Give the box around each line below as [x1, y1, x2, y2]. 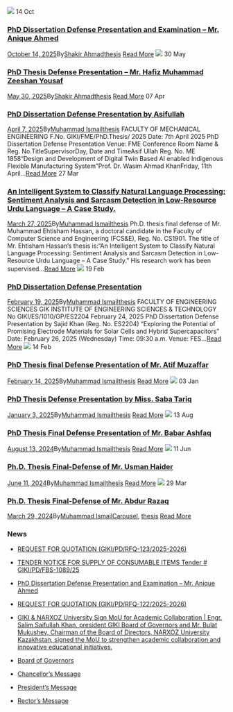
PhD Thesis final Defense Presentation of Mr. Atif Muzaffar [7, 360, 209, 370]
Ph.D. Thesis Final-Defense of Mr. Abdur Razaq [7, 496, 169, 506]
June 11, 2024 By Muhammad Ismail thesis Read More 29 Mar [7, 479, 187, 487]
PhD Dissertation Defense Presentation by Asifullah [7, 109, 185, 119]
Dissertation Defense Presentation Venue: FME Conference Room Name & [7, 139, 219, 148]
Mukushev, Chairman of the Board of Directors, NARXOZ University [17, 628, 210, 636]
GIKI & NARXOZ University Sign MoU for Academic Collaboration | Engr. [17, 613, 223, 622]
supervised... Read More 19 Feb [7, 264, 105, 273]
